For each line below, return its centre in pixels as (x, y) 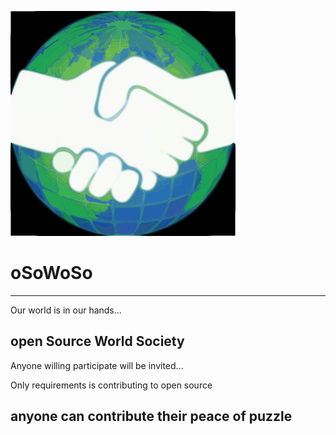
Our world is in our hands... (66, 310)
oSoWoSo (51, 273)
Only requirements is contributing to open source (111, 385)
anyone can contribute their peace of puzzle (151, 416)
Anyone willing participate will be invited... (97, 365)
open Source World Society (97, 341)
